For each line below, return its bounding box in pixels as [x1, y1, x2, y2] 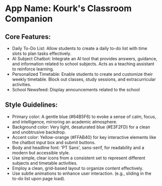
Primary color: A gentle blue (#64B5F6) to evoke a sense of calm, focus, [12, 114, 156, 119]
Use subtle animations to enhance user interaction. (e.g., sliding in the [12, 170, 151, 176]
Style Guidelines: [5, 101, 58, 109]
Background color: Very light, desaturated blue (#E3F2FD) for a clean [12, 124, 150, 130]
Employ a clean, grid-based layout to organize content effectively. [12, 165, 144, 171]
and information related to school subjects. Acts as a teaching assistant [12, 61, 155, 67]
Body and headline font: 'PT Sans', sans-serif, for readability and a [12, 144, 145, 151]
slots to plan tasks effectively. [12, 51, 72, 56]
